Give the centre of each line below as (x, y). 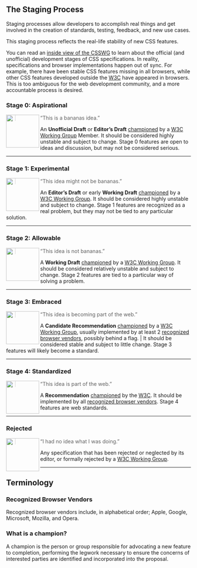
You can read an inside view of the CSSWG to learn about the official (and (95, 53)
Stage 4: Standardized (39, 371)
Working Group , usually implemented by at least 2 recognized (115, 332)
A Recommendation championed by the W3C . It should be (111, 395)
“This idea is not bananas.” (72, 251)
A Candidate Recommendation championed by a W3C (106, 326)
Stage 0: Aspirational (37, 105)
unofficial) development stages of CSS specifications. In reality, (83, 59)
